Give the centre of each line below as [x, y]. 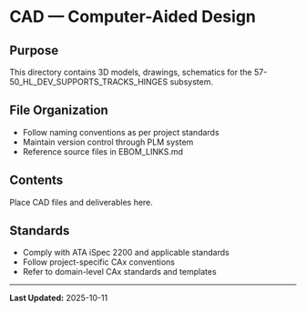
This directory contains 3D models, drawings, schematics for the [131, 72]
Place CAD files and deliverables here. [81, 202]
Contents [36, 181]
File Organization [59, 111]
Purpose [34, 50]
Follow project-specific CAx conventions [99, 262]
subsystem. [192, 82]
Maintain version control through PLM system [108, 142]
